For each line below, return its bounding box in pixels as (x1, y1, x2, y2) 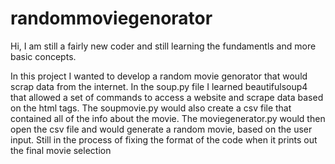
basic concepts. (10, 50, 77, 62)
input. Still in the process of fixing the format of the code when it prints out (10, 133, 318, 146)
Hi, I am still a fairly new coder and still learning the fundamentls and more (10, 40, 317, 52)
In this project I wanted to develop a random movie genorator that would (10, 70, 308, 82)
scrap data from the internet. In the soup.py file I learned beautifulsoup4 (10, 80, 308, 92)
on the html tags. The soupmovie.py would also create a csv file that (10, 102, 292, 114)
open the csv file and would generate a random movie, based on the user (10, 123, 313, 135)
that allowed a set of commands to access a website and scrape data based (10, 91, 324, 103)
